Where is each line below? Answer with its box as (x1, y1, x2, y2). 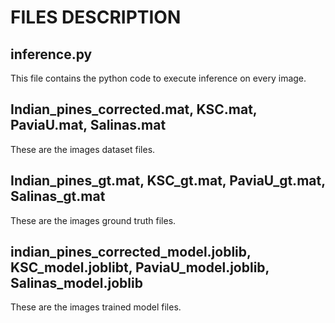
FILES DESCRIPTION (10, 6, 182, 29)
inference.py (10, 46, 93, 63)
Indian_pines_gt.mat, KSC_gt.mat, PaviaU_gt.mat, (10, 172, 326, 190)
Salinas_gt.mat (10, 188, 106, 205)
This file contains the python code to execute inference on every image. (10, 72, 307, 84)
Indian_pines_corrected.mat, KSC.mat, (10, 101, 258, 118)
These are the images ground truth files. (10, 214, 177, 226)
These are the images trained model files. (10, 301, 182, 313)
